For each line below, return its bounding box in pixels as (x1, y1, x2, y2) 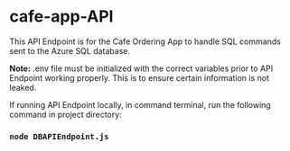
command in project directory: (9, 109, 122, 120)
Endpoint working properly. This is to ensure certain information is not (9, 72, 269, 83)
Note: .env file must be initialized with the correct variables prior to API (9, 63, 274, 74)
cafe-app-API (9, 6, 114, 27)
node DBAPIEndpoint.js (9, 131, 109, 141)
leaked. (9, 82, 37, 93)
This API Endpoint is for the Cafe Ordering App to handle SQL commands (9, 36, 282, 47)
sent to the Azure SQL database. (9, 45, 131, 56)
